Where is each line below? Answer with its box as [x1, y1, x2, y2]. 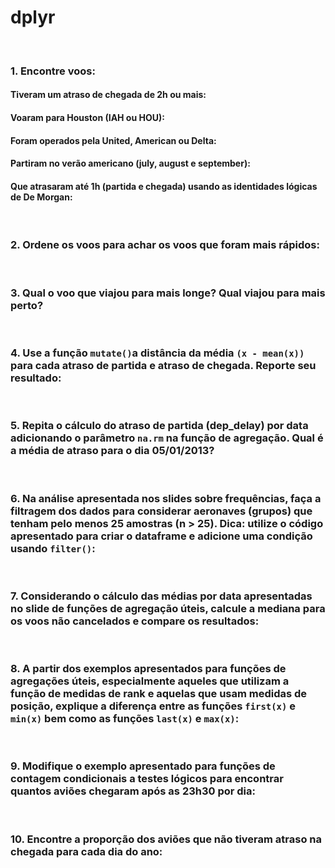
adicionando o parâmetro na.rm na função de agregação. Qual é [10, 431, 324, 445]
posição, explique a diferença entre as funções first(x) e [10, 699, 296, 713]
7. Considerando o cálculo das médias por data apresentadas [10, 589, 313, 603]
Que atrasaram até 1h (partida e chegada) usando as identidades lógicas [10, 180, 318, 192]
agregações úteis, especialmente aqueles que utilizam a [10, 674, 290, 688]
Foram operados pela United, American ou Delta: [10, 134, 217, 146]
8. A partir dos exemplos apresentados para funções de [10, 662, 287, 676]
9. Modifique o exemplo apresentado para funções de [10, 759, 276, 773]
